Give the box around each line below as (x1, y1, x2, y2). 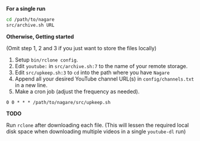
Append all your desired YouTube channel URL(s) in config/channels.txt (14, 75, 194, 82)
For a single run (6, 5, 46, 12)
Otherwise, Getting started (6, 33, 75, 40)
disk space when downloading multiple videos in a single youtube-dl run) (6, 128, 186, 135)
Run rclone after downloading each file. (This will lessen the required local (6, 121, 189, 128)
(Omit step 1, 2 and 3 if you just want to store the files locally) (6, 44, 157, 51)
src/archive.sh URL (6, 22, 55, 28)
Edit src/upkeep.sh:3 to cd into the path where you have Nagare (14, 69, 170, 76)
